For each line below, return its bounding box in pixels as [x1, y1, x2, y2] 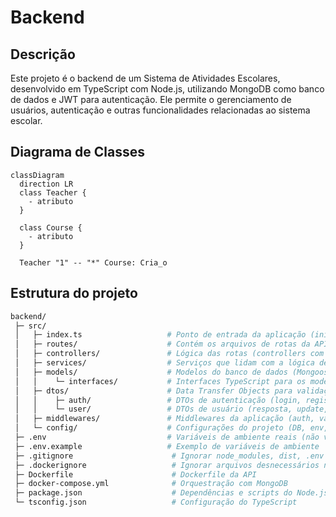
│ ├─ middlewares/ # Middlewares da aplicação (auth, [14, 414, 315, 424]
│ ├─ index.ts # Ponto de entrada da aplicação [14, 330, 307, 340]
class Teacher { [19, 187, 87, 198]
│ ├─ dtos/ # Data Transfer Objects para [14, 386, 293, 396]
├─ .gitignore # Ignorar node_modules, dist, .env [14, 451, 325, 461]
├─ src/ [14, 321, 47, 331]
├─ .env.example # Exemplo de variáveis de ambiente [14, 441, 320, 451]
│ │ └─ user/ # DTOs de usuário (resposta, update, [14, 404, 329, 415]
